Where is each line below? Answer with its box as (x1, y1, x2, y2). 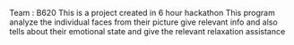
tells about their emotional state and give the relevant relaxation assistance (9, 26, 286, 36)
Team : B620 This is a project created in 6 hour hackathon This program (9, 8, 275, 18)
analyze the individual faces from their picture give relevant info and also (9, 17, 278, 27)
